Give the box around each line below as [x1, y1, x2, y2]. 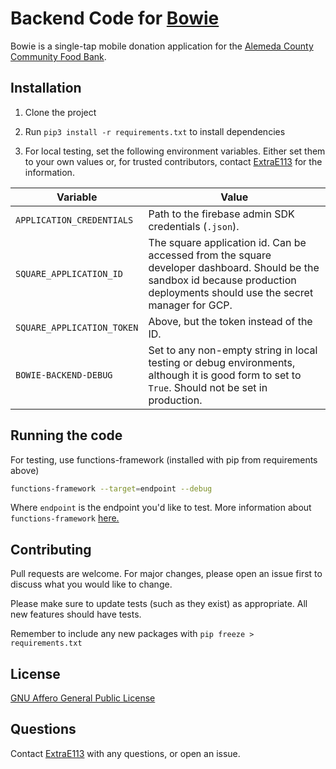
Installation [10, 80, 82, 97]
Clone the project [24, 106, 97, 118]
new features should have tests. [10, 608, 142, 621]
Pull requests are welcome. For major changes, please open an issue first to [10, 568, 323, 580]
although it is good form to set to [148, 368, 302, 382]
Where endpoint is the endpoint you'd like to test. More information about [10, 502, 312, 514]
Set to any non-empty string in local [148, 343, 318, 357]
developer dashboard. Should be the [148, 260, 320, 274]
